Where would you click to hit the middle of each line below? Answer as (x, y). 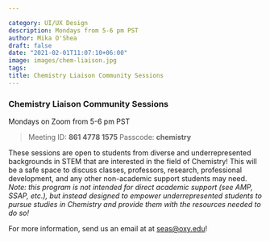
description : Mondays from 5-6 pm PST (73, 30)
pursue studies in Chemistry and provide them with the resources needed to (135, 205)
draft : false (30, 45)
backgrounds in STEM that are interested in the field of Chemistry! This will (133, 162)
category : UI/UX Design (48, 23)
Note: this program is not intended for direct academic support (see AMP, (131, 188)
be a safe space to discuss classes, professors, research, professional (125, 170)
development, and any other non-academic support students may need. (128, 179)
